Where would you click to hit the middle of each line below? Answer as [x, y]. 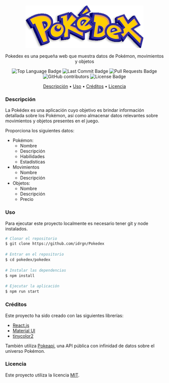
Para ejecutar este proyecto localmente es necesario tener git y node [77, 223]
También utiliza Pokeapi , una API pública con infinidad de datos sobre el [80, 346]
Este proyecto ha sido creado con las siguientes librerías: [64, 316]
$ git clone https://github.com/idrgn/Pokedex [55, 244]
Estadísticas [32, 162]
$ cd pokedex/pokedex [28, 260]
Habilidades [32, 157]
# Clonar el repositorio [31, 239]
